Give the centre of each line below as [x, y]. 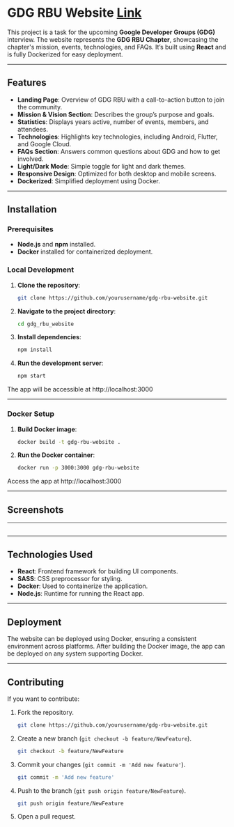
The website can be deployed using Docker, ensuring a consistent [102, 639]
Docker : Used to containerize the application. [83, 586]
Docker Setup [31, 414]
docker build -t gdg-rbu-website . [69, 442]
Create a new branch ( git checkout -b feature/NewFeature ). [104, 738]
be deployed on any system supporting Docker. [75, 654]
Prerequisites [30, 229]
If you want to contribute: [44, 699]
